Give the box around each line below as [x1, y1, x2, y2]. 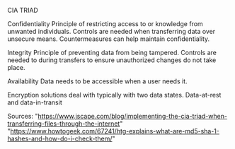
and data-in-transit [7, 98, 62, 107]
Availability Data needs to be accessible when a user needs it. [7, 77, 188, 85]
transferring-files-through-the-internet [7, 119, 120, 128]
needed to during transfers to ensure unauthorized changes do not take [7, 56, 217, 64]
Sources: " [7, 112, 38, 120]
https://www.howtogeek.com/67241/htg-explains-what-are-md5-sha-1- [10, 127, 219, 135]
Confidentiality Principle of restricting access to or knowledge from [7, 20, 203, 28]
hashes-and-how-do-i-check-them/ [7, 134, 113, 143]
